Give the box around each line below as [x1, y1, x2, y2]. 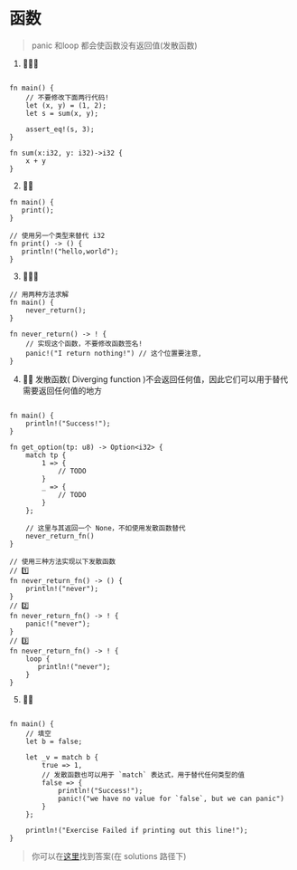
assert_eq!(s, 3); [25, 124, 95, 134]
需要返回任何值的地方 [22, 385, 102, 396]
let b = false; [25, 737, 83, 746]
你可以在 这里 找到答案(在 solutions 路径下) [31, 850, 187, 861]
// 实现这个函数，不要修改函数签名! [25, 339, 143, 349]
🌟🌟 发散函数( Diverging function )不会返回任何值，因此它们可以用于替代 [22, 373, 289, 385]
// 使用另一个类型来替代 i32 [9, 231, 106, 240]
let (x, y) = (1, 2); [25, 100, 107, 110]
